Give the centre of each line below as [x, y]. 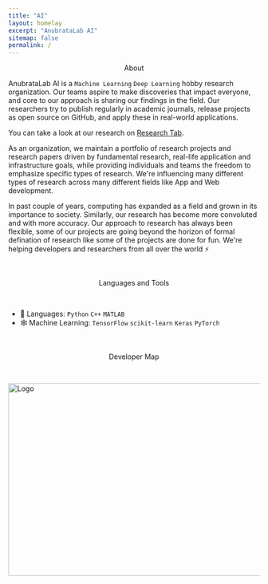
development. [31, 191]
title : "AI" [28, 16]
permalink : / [30, 45]
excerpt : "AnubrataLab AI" [53, 30]
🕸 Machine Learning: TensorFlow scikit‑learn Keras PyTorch [120, 323]
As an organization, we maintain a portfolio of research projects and [120, 148]
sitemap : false [33, 38]
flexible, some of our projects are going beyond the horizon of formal [122, 231]
